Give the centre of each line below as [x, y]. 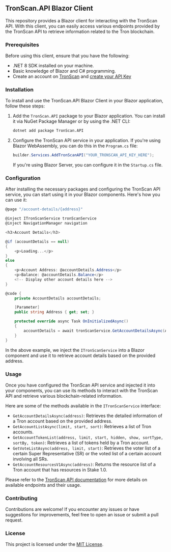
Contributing [21, 498]
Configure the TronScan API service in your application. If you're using [87, 141]
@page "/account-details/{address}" [44, 209]
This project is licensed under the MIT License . [54, 544]
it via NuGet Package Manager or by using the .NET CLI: [72, 121]
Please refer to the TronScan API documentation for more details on [76, 479]
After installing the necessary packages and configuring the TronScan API [83, 189]
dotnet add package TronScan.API [48, 131]
